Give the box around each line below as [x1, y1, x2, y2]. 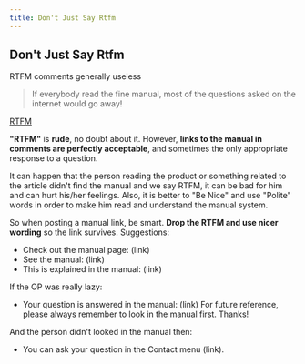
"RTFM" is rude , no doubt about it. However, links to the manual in [9, 134, 262, 145]
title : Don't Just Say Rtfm [9, 13, 117, 23]
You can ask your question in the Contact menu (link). [22, 344, 225, 355]
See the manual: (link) [22, 254, 105, 265]
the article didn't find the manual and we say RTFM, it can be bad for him [9, 180, 283, 191]
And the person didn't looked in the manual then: [9, 327, 193, 338]
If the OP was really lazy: [9, 281, 103, 292]
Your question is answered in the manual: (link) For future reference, [22, 299, 280, 310]
